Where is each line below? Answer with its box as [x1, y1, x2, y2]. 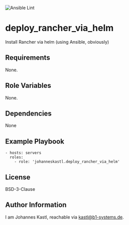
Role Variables [5, 81, 51, 90]
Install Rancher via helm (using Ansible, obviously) [5, 39, 109, 45]
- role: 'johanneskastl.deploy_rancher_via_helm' [14, 159, 120, 164]
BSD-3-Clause [5, 186, 35, 192]
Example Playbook [5, 137, 64, 146]
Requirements [5, 53, 50, 62]
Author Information [5, 201, 67, 209]
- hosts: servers [5, 151, 42, 156]
